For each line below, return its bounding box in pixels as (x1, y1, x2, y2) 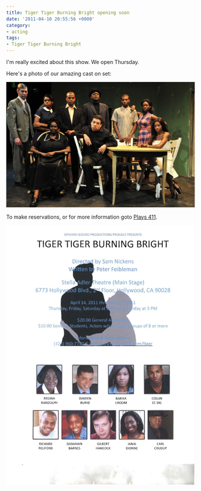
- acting (6, 29, 28, 35)
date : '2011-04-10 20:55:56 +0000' (6, 16, 95, 22)
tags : (6, 35, 20, 41)
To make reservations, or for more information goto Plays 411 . (6, 213, 157, 220)
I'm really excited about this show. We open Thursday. (6, 59, 139, 65)
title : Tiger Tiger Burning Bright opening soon (6, 10, 130, 16)
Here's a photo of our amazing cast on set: (6, 70, 112, 77)
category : (6, 22, 31, 28)
